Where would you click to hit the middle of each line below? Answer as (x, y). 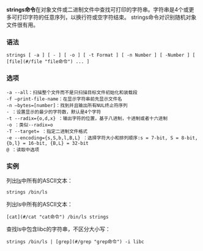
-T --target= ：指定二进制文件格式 (47, 131)
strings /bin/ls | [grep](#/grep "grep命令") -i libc (76, 242)
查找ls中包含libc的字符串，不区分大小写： (59, 229)
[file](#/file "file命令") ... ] (48, 62)
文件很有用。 (22, 25)
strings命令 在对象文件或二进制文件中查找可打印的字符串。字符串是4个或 (98, 9)
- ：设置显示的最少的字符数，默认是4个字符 (54, 112)
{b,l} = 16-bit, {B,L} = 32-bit (47, 143)
